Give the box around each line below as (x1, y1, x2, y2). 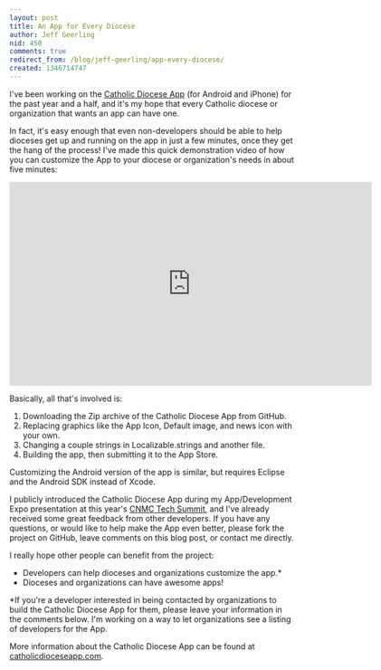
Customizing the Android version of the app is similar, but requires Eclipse (9, 466, 285, 477)
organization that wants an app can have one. (9, 108, 180, 119)
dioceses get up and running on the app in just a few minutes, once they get (9, 135, 293, 146)
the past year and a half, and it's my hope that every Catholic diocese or (9, 98, 278, 109)
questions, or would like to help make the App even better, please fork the (9, 522, 285, 533)
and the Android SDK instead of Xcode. (9, 476, 156, 487)
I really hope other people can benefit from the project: (9, 550, 214, 560)
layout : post (9, 13, 59, 23)
